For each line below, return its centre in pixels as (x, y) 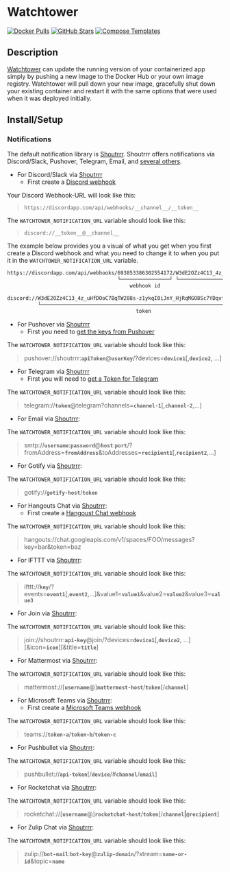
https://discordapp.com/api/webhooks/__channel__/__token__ (111, 208)
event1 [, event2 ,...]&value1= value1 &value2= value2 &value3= (129, 593)
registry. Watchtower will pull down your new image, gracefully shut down (111, 84)
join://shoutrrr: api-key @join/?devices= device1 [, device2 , (103, 639)
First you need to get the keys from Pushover (91, 331)
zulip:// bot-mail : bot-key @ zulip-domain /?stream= (93, 853)
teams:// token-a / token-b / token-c (70, 734)
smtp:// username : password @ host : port (76, 445)
